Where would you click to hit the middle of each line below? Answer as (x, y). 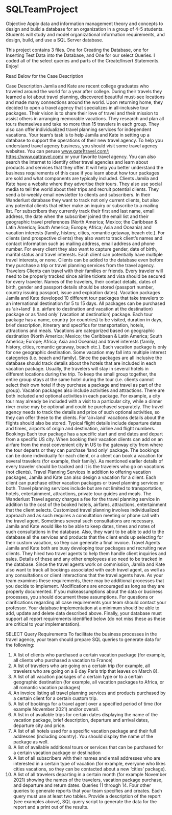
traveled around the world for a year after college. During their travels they (84, 91)
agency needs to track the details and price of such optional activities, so (83, 412)
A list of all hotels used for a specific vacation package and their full (84, 731)
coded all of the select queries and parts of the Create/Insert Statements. (83, 60)
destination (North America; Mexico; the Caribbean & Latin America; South (84, 336)
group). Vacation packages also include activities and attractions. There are (85, 390)
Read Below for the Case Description (45, 76)
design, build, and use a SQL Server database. (55, 40)
